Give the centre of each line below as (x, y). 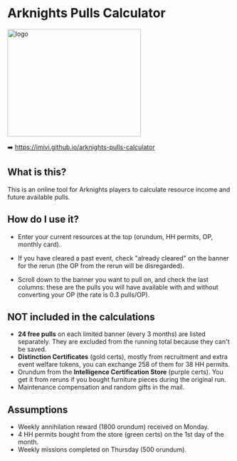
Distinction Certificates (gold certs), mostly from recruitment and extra (122, 357)
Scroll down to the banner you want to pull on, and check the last (113, 279)
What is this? (37, 172)
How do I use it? (43, 219)
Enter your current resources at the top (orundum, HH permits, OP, (115, 236)
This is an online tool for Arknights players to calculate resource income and (119, 189)
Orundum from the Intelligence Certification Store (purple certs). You (120, 372)
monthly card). (39, 244)
